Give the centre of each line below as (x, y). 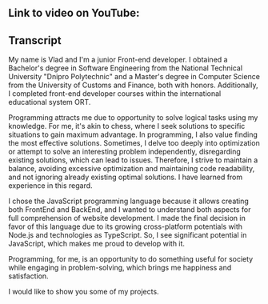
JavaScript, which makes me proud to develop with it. (97, 244)
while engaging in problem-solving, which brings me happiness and (120, 268)
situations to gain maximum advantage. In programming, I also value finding (133, 134)
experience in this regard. (51, 186)
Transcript (35, 40)
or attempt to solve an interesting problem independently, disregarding (125, 152)
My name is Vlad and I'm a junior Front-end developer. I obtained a (118, 60)
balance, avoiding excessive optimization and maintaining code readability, (132, 169)
